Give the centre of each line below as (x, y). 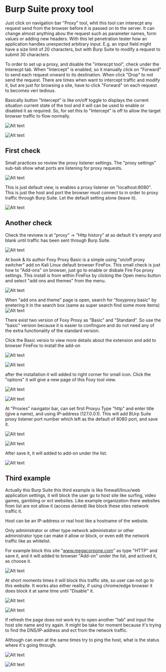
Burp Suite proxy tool (50, 9)
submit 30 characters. (28, 54)
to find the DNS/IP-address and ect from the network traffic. (66, 630)
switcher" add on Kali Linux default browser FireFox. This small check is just (83, 265)
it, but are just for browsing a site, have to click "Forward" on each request (81, 85)
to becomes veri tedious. (30, 90)
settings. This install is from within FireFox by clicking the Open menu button (83, 275)
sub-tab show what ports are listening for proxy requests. (64, 168)
